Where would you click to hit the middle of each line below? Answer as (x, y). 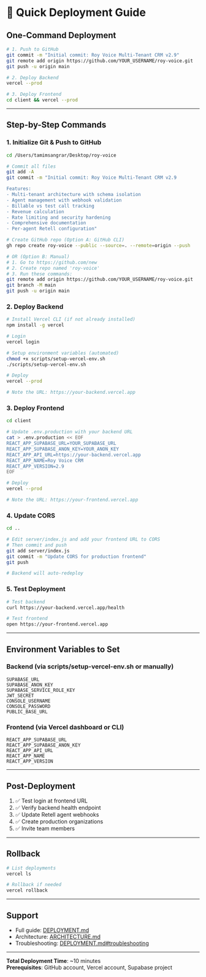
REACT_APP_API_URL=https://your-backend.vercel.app (74, 455)
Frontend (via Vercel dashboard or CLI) (65, 727)
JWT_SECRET (20, 696)
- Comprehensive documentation (46, 223)
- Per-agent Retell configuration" (52, 229)
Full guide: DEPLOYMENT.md (52, 930)
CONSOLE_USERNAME (29, 701)
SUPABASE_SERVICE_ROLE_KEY (41, 690)
